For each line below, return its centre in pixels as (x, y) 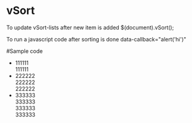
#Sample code (25, 51)
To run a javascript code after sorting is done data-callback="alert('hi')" (96, 39)
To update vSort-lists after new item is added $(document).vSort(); (90, 27)
